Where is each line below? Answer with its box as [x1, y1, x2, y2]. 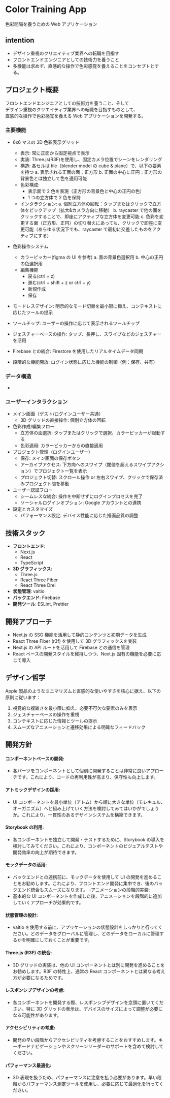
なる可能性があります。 [12, 1012, 62, 1018]
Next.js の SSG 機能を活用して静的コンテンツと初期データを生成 [12, 632, 147, 638]
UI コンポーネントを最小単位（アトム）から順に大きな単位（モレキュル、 [12, 799, 165, 805]
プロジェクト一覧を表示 [38, 468, 87, 474]
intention [5, 36, 35, 45]
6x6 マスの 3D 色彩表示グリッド [12, 139, 80, 145]
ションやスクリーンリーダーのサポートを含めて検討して [48, 1043, 164, 1049]
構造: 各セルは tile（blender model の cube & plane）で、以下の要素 [20, 163, 161, 169]
